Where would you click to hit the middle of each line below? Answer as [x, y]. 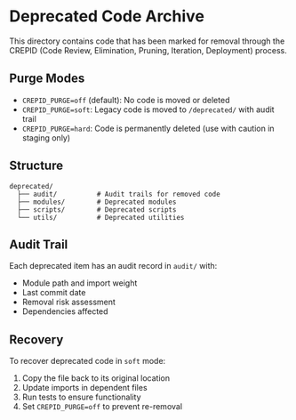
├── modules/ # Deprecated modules [97, 202]
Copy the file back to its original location [96, 378]
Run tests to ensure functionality [81, 397]
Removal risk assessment [68, 302]
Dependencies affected [65, 311]
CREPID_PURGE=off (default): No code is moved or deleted [126, 100]
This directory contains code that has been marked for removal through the [147, 41]
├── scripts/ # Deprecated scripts [97, 210]
